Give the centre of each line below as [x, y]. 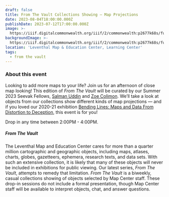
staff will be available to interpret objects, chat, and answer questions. [78, 189]
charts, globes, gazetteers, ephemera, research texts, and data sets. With [81, 157]
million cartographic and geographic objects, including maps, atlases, [77, 151]
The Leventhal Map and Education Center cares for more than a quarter [79, 146]
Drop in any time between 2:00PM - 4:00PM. [52, 122]
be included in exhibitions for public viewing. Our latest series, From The [80, 167]
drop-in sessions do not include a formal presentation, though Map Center [82, 183]
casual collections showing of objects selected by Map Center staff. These [82, 178]
